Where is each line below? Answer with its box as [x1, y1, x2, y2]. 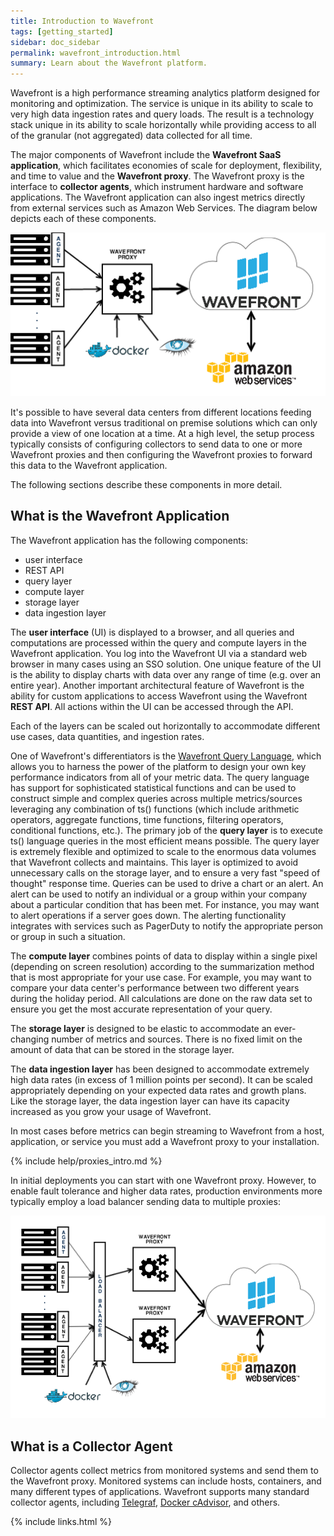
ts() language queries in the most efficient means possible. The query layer [10, 835, 320, 847]
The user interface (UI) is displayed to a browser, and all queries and [10, 626, 295, 638]
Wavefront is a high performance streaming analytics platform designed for [10, 87, 321, 99]
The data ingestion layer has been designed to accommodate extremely [10, 1063, 310, 1075]
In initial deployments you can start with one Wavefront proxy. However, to [10, 1174, 317, 1186]
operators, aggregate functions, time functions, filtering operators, [10, 813, 284, 825]
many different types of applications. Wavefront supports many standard [10, 1486, 310, 1498]
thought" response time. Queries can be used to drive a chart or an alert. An [10, 877, 324, 889]
